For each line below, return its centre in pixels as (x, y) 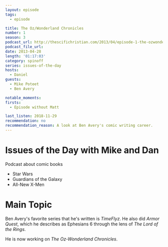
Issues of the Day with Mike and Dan (82, 150)
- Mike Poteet (24, 84)
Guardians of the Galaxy (37, 179)
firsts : (13, 102)
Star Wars (23, 174)
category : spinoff (24, 61)
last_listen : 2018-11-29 (31, 116)
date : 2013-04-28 (23, 51)
